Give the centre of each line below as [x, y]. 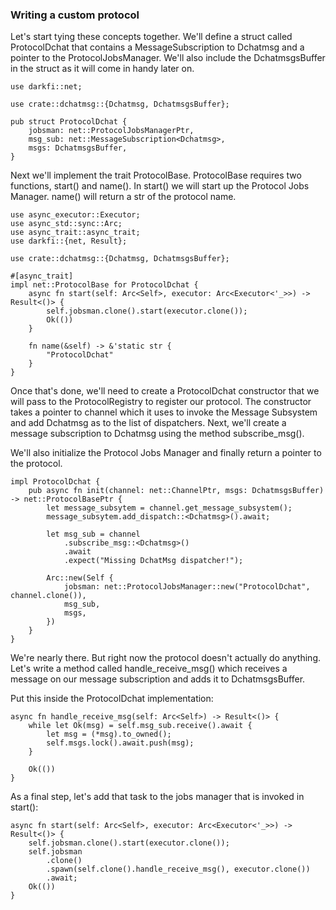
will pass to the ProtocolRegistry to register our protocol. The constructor [161, 402]
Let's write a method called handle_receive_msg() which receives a [149, 669]
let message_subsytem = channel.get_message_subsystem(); [169, 508]
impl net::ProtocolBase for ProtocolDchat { [104, 285]
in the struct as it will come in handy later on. [102, 69]
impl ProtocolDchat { [55, 482]
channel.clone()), [48, 596]
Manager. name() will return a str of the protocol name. [123, 197]
